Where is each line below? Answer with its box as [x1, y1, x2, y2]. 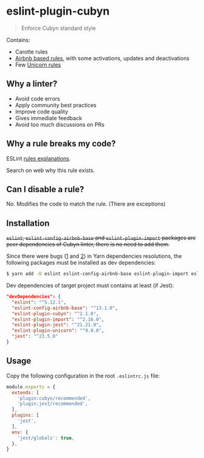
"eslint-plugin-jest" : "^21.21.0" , [12, 322, 102, 328]
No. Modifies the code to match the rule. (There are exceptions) [6, 200, 166, 208]
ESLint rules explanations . [6, 154, 71, 162]
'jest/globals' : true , [17, 435, 75, 441]
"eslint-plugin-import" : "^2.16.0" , [12, 316, 104, 323]
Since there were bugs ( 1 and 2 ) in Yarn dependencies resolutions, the [6, 252, 182, 260]
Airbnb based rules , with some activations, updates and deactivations [15, 54, 190, 62]
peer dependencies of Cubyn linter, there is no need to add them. [6, 241, 170, 248]
